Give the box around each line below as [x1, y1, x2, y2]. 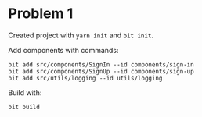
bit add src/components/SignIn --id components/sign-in [8, 60, 194, 69]
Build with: [8, 87, 42, 97]
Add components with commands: [8, 45, 119, 55]
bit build [8, 103, 41, 111]
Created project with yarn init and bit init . [8, 30, 154, 40]
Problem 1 [8, 5, 74, 23]
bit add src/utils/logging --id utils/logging [8, 74, 163, 82]
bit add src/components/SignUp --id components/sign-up [8, 67, 194, 75]
